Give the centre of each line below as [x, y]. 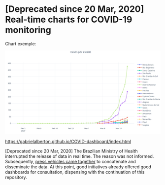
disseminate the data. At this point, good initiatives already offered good [78, 167]
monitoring [28, 30]
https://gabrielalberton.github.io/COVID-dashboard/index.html [68, 141]
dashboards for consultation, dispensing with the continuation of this [75, 172]
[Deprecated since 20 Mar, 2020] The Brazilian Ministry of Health [71, 151]
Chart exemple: [21, 43]
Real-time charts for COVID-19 [69, 19]
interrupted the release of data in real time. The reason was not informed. [80, 156]
